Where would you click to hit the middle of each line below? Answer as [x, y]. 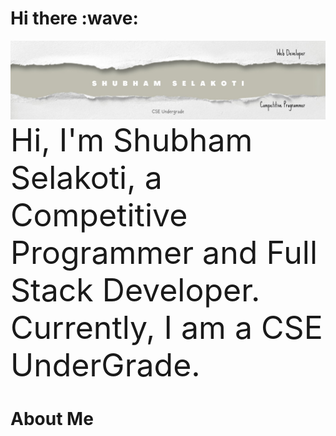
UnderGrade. [105, 364]
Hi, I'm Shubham [131, 139]
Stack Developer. [135, 289]
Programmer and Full [164, 252]
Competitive [99, 214]
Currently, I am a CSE [166, 327]
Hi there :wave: [74, 18]
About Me [52, 419]
